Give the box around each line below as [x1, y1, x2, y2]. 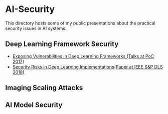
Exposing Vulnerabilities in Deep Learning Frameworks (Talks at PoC [12, 53, 154, 59]
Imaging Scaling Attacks [5, 83, 83, 92]
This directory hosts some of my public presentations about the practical [5, 20, 155, 26]
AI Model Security [5, 100, 63, 109]
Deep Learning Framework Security [5, 40, 119, 48]
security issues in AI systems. [5, 25, 67, 31]
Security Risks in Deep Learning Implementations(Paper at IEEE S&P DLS [12, 63, 163, 69]
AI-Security [5, 3, 55, 15]
